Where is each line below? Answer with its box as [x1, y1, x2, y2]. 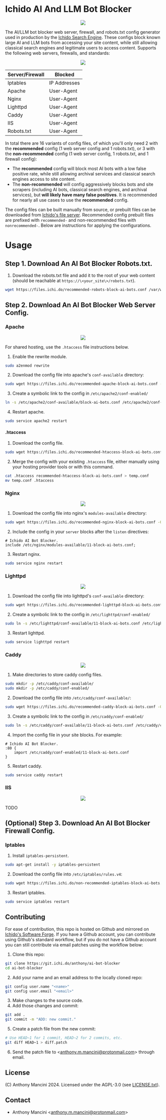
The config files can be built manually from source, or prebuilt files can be [5, 207, 156, 212]
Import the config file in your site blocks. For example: [12, 732, 123, 738]
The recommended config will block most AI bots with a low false [12, 166, 147, 171]
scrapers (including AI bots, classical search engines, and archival [12, 186, 147, 192]
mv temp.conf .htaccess [5, 478, 54, 483]
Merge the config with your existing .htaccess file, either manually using [12, 458, 160, 465]
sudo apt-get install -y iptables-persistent [5, 862, 100, 868]
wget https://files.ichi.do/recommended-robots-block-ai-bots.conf [5, 287, 147, 292]
